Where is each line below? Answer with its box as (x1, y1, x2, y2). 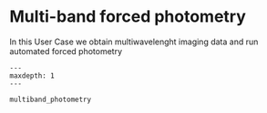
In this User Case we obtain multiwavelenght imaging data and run (9, 36, 259, 47)
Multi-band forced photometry (9, 6, 246, 27)
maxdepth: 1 (9, 71, 55, 80)
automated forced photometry (9, 45, 123, 56)
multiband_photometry (9, 95, 92, 104)
